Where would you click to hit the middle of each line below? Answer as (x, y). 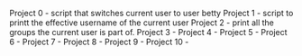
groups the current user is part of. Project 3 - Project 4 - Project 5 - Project (148, 32)
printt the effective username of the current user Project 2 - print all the (142, 23)
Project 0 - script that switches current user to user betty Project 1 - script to (151, 13)
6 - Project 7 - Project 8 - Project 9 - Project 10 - (99, 42)
